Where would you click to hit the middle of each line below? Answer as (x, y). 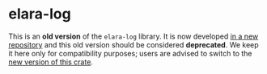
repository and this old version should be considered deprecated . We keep (133, 44)
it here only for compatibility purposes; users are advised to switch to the (130, 53)
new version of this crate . (51, 62)
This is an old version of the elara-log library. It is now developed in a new (133, 36)
